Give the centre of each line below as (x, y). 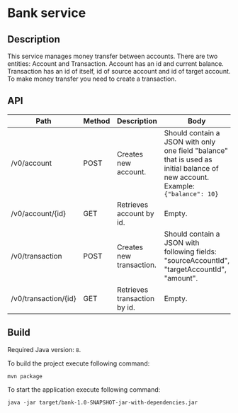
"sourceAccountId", (197, 260)
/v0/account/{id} (38, 213)
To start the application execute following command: (84, 389)
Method (97, 120)
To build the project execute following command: (79, 363)
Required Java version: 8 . (44, 349)
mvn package (25, 376)
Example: (179, 186)
